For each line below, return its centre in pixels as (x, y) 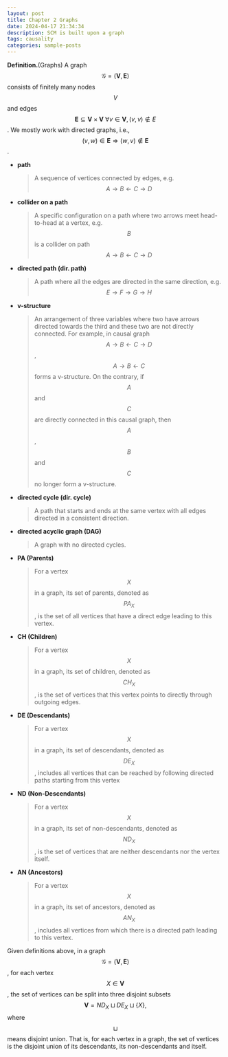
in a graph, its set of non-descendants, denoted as (106, 829)
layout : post (26, 13)
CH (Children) (37, 636)
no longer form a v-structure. (75, 484)
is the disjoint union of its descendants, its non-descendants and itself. (107, 1046)
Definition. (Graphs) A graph (47, 65)
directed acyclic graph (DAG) (59, 531)
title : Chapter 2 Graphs (43, 20)
